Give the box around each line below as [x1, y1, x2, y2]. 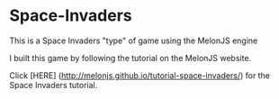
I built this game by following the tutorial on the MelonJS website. [9, 52, 252, 63]
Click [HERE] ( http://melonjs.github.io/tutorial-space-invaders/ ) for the [9, 69, 270, 81]
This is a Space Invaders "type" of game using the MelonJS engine [9, 35, 258, 46]
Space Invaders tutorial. [9, 79, 98, 90]
